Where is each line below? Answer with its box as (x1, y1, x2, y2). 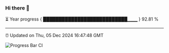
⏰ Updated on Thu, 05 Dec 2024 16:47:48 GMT (5, 32, 104, 38)
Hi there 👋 (5, 4, 30, 11)
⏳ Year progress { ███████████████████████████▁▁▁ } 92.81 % (5, 16, 159, 22)
